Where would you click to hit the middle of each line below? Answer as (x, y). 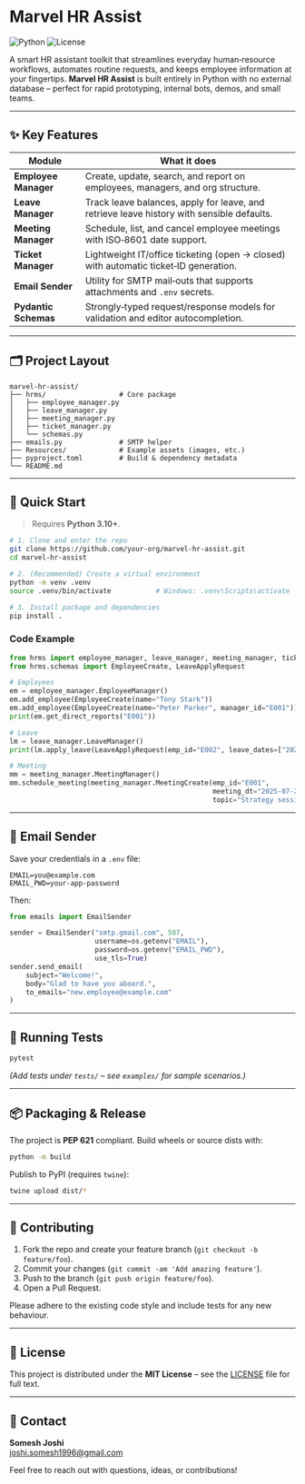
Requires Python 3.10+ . (76, 524)
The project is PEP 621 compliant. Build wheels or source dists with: (136, 1140)
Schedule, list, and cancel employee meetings (183, 228)
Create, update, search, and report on (165, 176)
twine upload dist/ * (49, 1191)
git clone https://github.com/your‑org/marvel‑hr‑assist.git (128, 549)
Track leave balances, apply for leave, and (175, 202)
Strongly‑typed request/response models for (180, 306)
